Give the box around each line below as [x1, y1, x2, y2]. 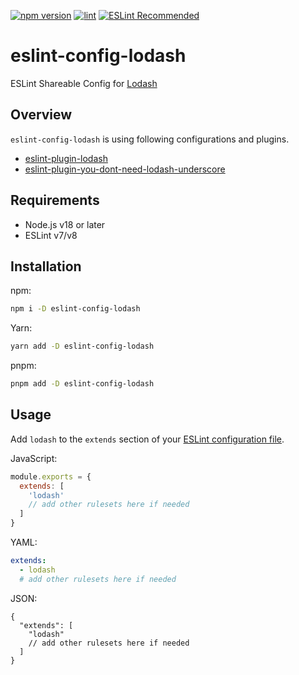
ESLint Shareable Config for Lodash [10, 77, 158, 89]
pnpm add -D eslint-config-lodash [10, 379, 155, 389]
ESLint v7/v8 [24, 229, 78, 241]
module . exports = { [10, 471, 92, 482]
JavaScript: [10, 452, 58, 464]
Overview [10, 106, 73, 124]
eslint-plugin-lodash [24, 152, 108, 164]
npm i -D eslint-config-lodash [10, 304, 141, 314]
